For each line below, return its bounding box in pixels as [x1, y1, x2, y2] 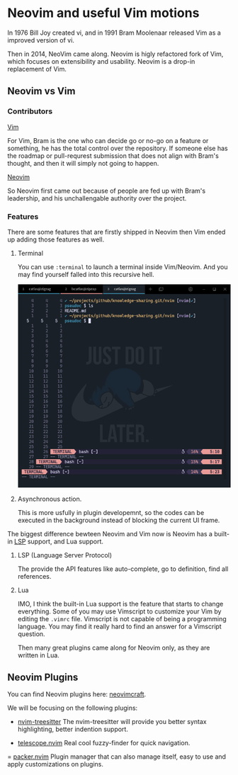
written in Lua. [17, 650, 60, 660]
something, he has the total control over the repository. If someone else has [7, 144, 228, 152]
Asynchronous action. [17, 494, 82, 503]
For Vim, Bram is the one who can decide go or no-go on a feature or [7, 136, 209, 145]
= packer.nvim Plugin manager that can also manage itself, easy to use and [7, 752, 227, 761]
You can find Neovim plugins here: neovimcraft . [7, 690, 147, 698]
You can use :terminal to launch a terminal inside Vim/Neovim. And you [17, 262, 228, 271]
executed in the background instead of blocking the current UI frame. [17, 516, 220, 524]
